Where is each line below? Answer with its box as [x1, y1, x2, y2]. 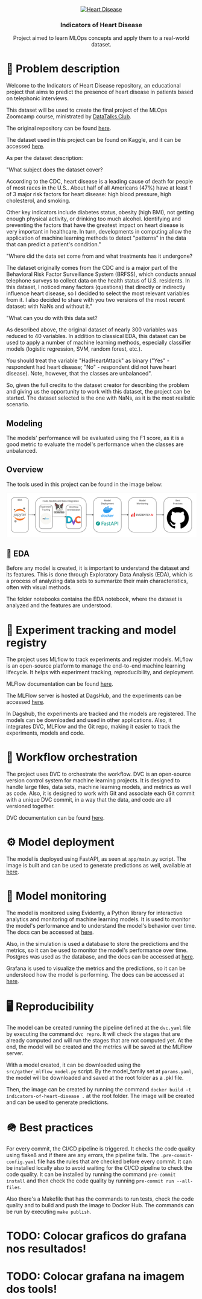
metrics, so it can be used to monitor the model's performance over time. [6, 946, 188, 954]
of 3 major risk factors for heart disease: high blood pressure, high [6, 191, 172, 198]
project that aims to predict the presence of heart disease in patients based [6, 88, 194, 96]
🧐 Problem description [6, 62, 120, 75]
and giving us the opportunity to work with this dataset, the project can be [6, 388, 191, 395]
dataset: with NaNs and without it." [6, 302, 92, 310]
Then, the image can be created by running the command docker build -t [6, 1086, 192, 1093]
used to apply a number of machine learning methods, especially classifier [6, 339, 192, 346]
